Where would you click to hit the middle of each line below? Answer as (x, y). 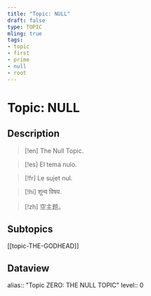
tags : (15, 40)
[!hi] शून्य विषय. (43, 192)
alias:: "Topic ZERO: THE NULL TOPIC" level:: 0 (75, 285)
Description (33, 134)
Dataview (28, 268)
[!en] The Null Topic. (54, 150)
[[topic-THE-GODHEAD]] (43, 246)
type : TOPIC (25, 27)
